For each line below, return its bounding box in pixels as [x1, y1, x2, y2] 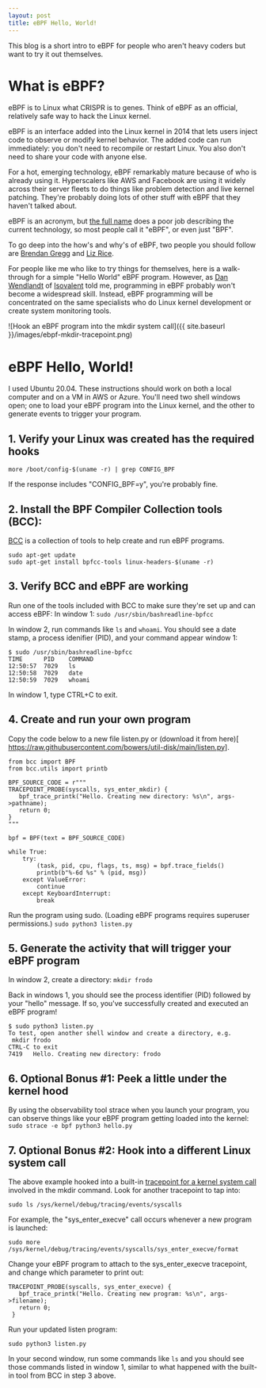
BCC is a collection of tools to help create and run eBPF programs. [8, 536, 225, 545]
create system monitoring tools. [8, 306, 112, 315]
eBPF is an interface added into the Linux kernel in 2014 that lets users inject [8, 127, 258, 136]
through [8, 273, 34, 282]
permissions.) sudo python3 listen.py [8, 919, 133, 928]
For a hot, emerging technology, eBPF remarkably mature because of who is [8, 167, 257, 177]
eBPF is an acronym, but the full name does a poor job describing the [8, 216, 234, 226]
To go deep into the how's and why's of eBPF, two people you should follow [8, 240, 256, 250]
